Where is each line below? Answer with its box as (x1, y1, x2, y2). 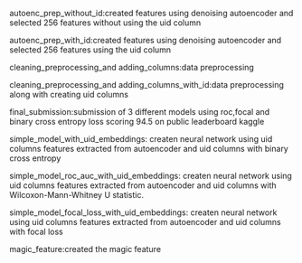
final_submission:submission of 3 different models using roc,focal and (9, 107, 270, 117)
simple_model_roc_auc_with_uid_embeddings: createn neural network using (9, 171, 292, 181)
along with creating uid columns (9, 89, 129, 99)
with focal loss (9, 226, 63, 237)
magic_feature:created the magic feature (9, 244, 161, 254)
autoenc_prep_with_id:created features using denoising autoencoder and (9, 35, 282, 45)
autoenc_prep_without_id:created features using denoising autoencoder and (9, 8, 294, 18)
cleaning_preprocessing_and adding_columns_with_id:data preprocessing (9, 80, 285, 89)
